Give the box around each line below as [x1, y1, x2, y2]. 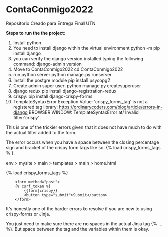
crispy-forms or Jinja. [6, 211, 51, 217]
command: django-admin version [13, 61, 82, 67]
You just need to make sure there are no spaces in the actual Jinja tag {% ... [6, 220, 163, 227]
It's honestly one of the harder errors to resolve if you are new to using [6, 205, 152, 212]
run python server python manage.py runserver [13, 71, 112, 77]
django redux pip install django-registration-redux [13, 88, 117, 94]
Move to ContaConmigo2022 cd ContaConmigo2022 [13, 66, 123, 72]
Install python [13, 39, 42, 46]
